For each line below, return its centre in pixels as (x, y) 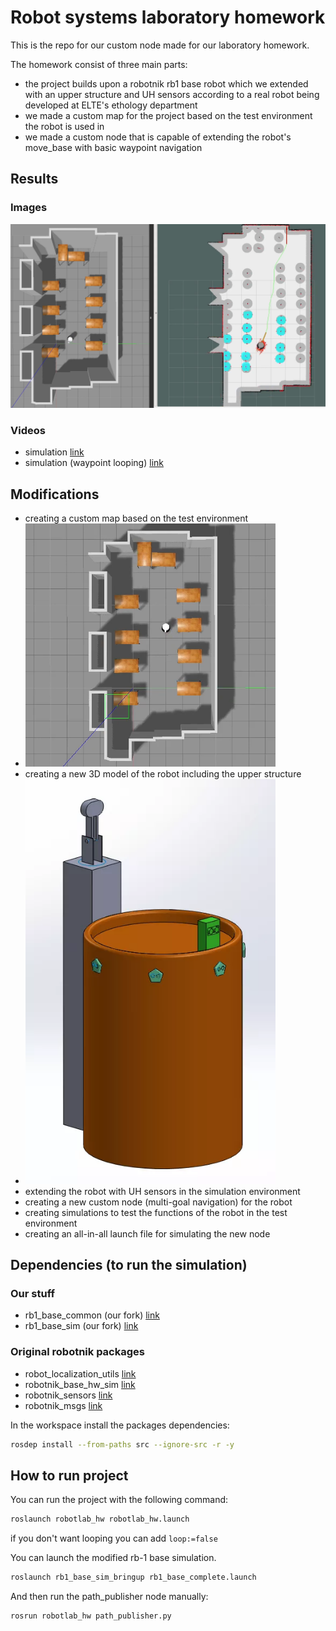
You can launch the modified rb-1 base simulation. (113, 1558)
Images (29, 208)
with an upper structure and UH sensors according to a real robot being (172, 94)
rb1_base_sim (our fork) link (81, 1326)
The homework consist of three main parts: (99, 64)
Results (34, 179)
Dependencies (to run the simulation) (129, 1264)
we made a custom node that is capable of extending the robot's (158, 137)
